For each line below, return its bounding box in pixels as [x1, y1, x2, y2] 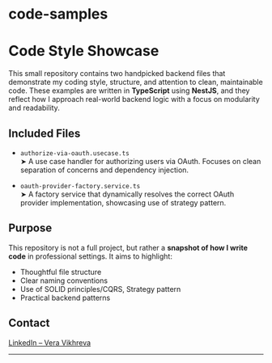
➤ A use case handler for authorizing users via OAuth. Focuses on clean [19, 156, 261, 166]
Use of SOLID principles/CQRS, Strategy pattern [19, 284, 181, 293]
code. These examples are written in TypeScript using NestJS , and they [8, 86, 250, 95]
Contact [8, 316, 50, 330]
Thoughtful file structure [19, 267, 102, 276]
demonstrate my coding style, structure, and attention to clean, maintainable [8, 78, 263, 87]
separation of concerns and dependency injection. [19, 165, 189, 175]
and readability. [8, 103, 61, 113]
